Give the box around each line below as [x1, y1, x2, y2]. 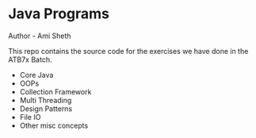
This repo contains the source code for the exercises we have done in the [8, 46, 249, 56]
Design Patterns [19, 104, 73, 113]
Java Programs [8, 5, 109, 23]
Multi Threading [19, 95, 72, 105]
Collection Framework [19, 86, 92, 96]
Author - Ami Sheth [8, 31, 71, 40]
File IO [19, 112, 41, 121]
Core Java [19, 70, 54, 79]
